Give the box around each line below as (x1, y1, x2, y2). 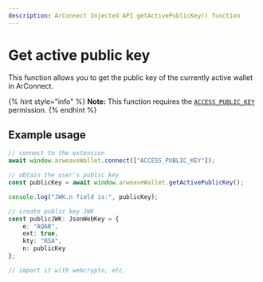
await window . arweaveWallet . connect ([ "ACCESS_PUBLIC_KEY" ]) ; (8, 157, 216, 165)
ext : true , (22, 229, 59, 238)
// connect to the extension (8, 149, 105, 157)
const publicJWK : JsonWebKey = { (8, 215, 120, 223)
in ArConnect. (8, 81, 54, 90)
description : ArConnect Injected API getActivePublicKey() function (8, 11, 241, 20)
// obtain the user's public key (8, 171, 120, 180)
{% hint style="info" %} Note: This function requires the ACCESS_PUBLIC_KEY (8, 97, 255, 106)
